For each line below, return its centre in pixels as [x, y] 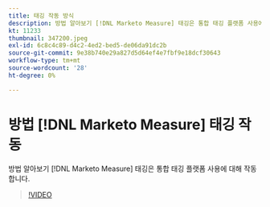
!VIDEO [40, 194]
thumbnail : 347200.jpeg [48, 38]
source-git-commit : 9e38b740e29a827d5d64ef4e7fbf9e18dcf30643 [115, 53]
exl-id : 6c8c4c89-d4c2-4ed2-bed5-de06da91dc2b [88, 46]
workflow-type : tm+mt [45, 61]
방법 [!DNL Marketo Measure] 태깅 [122, 124]
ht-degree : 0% [32, 75]
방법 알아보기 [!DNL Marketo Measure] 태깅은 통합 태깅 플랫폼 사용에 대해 [125, 168]
